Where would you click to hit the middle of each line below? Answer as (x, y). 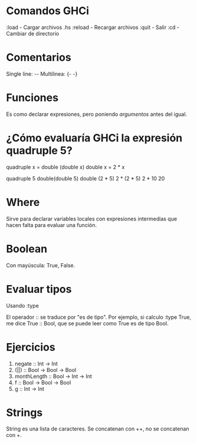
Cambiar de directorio (33, 33)
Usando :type (23, 305)
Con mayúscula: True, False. (41, 265)
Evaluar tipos (39, 289)
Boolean (27, 249)
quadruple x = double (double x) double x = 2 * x (65, 167)
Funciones (32, 98)
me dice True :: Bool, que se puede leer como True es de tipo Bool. (87, 323)
